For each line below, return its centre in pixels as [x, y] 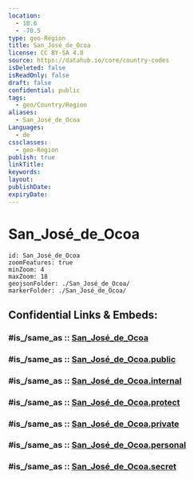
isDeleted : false [37, 68]
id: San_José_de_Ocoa [44, 256]
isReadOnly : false [39, 75]
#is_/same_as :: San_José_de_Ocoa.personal [97, 445]
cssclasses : [28, 142]
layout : [21, 180]
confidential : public [44, 90]
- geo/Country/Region [51, 105]
